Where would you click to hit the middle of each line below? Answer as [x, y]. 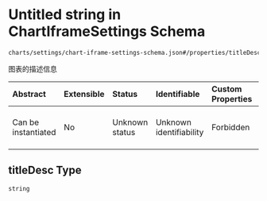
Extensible [84, 94]
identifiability [180, 132]
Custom [227, 89]
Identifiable [178, 94]
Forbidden [231, 127]
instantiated [34, 132]
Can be [26, 122]
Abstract [29, 94]
